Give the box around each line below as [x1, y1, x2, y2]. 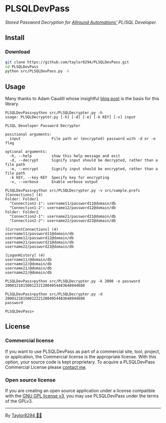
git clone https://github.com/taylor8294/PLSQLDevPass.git [5, 60, 129, 65]
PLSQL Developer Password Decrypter [5, 123, 81, 128]
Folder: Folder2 [5, 210, 39, 215]
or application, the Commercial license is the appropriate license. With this [5, 353, 157, 359]
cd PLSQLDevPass [5, 64, 39, 69]
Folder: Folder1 [5, 197, 39, 202]
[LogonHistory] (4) [5, 253, 45, 258]
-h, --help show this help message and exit [9, 154, 121, 158]
